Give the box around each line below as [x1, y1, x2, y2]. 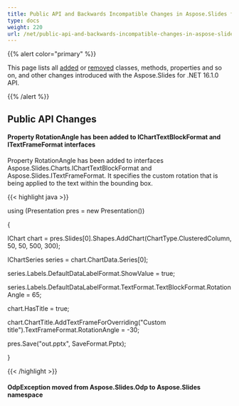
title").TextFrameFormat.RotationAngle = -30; [7, 325, 140, 334]
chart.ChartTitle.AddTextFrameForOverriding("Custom [7, 318, 166, 326]
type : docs [7, 17, 40, 24]
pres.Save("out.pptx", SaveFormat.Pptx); [7, 339, 127, 348]
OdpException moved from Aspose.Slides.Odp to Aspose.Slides [7, 383, 201, 392]
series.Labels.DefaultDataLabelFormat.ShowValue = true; [7, 269, 176, 277]
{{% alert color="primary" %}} [7, 50, 97, 58]
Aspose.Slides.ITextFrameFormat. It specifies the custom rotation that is [7, 171, 218, 180]
